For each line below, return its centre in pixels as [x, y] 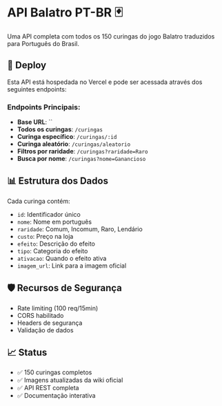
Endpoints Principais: [44, 107]
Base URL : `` [35, 122]
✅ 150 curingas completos [54, 372]
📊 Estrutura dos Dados [58, 181]
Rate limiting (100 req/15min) [58, 308]
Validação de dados [45, 330]
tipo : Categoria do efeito [52, 250]
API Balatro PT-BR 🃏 [65, 13]
